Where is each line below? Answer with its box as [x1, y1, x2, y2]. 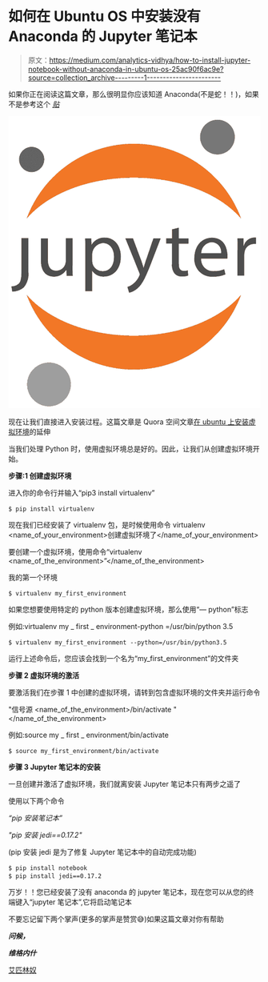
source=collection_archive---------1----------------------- [27, 73, 222, 82]
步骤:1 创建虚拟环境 [8, 471, 72, 481]
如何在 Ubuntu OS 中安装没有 [8, 7, 202, 26]
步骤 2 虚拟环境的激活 [8, 671, 80, 680]
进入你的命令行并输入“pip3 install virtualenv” [8, 488, 155, 498]
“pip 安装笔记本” [8, 813, 62, 823]
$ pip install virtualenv [8, 505, 94, 513]
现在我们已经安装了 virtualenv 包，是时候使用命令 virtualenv [8, 520, 206, 530]
